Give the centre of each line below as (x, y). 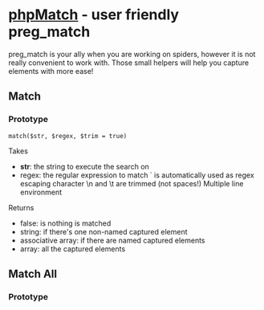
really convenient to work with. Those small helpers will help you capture (129, 63)
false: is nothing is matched (65, 223)
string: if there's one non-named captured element (104, 231)
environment (41, 192)
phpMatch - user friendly (93, 15)
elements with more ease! (51, 71)
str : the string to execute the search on (85, 166)
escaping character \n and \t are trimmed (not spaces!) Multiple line (132, 183)
